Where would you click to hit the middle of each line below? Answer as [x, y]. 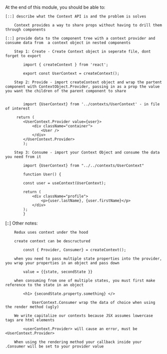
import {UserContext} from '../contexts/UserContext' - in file [91, 104]
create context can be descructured [52, 241]
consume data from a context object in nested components [68, 43]
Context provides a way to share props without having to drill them [88, 25]
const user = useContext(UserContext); [65, 183]
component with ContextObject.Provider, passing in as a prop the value [82, 87]
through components [25, 30]
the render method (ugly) [32, 307]
